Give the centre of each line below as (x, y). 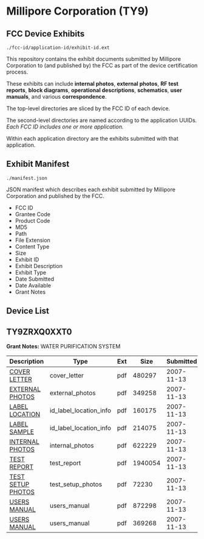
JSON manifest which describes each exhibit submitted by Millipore (91, 189)
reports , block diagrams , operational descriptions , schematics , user (94, 90)
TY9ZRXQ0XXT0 (39, 332)
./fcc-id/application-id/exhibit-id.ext (58, 48)
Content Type (32, 246)
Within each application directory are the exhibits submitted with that (93, 139)
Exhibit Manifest (38, 164)
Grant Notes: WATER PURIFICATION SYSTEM (63, 347)
